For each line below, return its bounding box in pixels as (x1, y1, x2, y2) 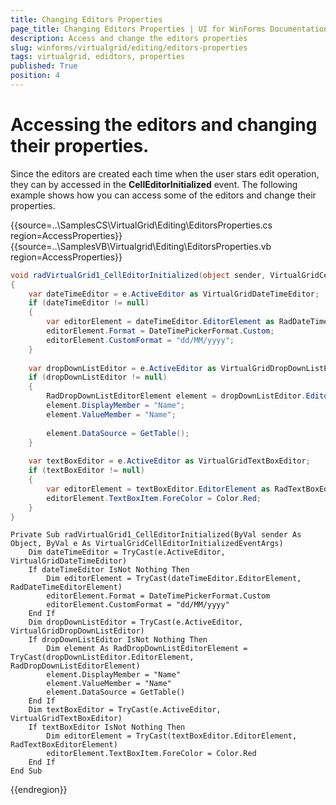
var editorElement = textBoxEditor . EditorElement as (46, 484, 271, 494)
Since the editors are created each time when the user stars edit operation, (10, 167, 320, 180)
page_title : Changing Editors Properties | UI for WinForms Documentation (10, 24, 329, 34)
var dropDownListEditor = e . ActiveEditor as (28, 363, 217, 373)
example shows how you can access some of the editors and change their (10, 189, 317, 201)
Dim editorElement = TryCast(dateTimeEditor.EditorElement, (46, 574, 302, 584)
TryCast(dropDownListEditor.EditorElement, (10, 652, 195, 663)
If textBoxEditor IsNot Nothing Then (28, 722, 186, 733)
